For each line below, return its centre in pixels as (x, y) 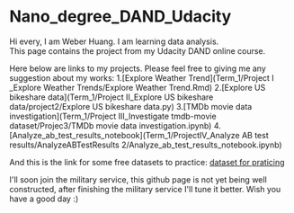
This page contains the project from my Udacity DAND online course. (138, 50)
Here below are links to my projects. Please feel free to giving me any (138, 68)
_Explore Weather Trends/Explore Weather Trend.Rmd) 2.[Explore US (138, 87)
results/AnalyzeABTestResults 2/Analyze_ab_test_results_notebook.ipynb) (146, 145)
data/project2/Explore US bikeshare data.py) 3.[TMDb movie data (131, 106)
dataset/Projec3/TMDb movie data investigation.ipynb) (111, 125)
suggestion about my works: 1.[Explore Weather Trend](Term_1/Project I (142, 77)
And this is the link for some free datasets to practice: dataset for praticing (147, 162)
